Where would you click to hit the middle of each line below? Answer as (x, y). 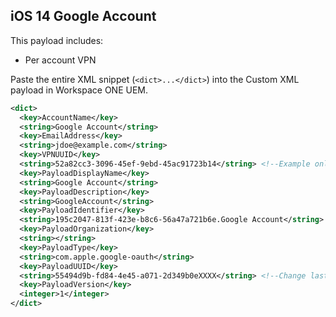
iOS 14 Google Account (83, 16)
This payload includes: (57, 40)
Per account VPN (60, 60)
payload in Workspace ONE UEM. (79, 90)
